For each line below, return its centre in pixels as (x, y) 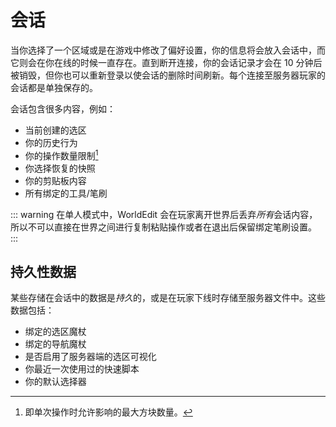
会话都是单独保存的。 (54, 87)
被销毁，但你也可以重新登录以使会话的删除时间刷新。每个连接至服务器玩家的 (168, 75)
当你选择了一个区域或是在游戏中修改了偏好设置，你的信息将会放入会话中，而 (168, 50)
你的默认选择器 (55, 382)
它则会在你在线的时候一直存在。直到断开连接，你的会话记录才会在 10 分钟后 (166, 62)
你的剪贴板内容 (55, 180)
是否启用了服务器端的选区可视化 (90, 357)
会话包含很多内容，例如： (63, 108)
